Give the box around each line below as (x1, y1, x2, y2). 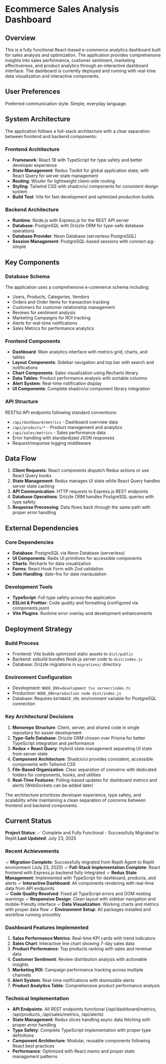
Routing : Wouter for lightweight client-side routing (12, 178, 115, 184)
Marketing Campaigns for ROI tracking (12, 314, 91, 320)
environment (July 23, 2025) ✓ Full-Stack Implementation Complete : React (5, 864, 161, 870)
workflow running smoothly (5, 912, 61, 917)
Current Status (5, 816, 52, 825)
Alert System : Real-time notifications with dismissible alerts (12, 977, 135, 983)
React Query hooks (12, 473, 52, 479)
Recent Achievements (5, 848, 59, 855)
